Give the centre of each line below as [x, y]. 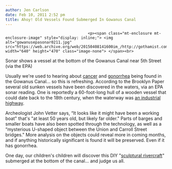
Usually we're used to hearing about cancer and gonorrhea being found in [83, 76]
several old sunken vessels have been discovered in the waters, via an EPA [84, 87]
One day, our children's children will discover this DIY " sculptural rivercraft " [85, 156]
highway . [15, 103]
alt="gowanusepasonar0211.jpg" [39, 42]
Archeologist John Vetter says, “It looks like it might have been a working [82, 113]
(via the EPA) [19, 66]
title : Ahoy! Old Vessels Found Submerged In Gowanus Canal [71, 19]
